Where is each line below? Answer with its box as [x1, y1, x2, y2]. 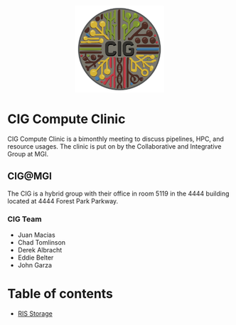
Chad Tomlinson [17, 238, 66, 247]
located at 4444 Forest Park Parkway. [7, 196, 119, 205]
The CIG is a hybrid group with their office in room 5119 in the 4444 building [7, 189, 230, 198]
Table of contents [7, 285, 114, 302]
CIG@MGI [7, 170, 52, 183]
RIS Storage [17, 309, 53, 318]
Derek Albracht [17, 245, 63, 254]
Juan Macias [17, 230, 55, 239]
